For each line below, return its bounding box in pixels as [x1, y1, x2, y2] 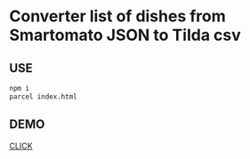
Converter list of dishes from [9, 6, 227, 27]
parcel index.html [9, 91, 77, 101]
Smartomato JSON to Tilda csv [9, 25, 242, 45]
